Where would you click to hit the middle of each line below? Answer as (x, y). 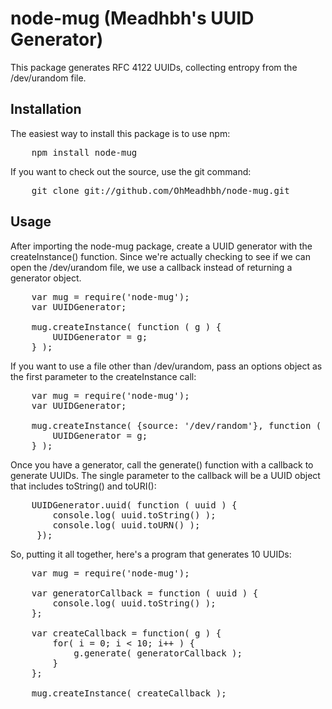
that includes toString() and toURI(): (83, 486)
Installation (46, 109)
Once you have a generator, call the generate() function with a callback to (162, 464)
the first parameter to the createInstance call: (103, 376)
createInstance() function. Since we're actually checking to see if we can (160, 256)
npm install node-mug (84, 152)
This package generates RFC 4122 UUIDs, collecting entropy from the (154, 67)
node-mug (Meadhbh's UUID (132, 18)
